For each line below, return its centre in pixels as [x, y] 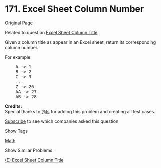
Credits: [14, 106]
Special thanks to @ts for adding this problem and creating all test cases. [80, 111]
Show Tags [17, 131]
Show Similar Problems [29, 150]
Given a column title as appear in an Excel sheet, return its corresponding [81, 42]
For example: [19, 57]
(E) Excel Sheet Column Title [34, 160]
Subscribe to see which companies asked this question [62, 121]
